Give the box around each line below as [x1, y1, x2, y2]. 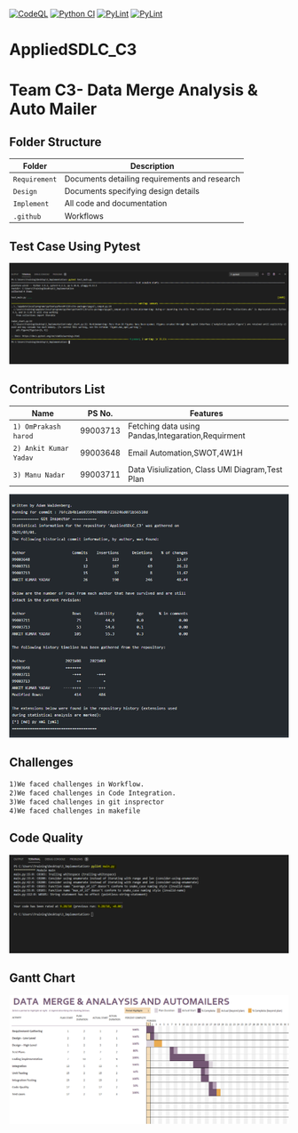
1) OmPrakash [12, 422, 61, 431]
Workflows [64, 210, 104, 221]
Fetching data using [128, 421, 200, 431]
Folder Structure [9, 134, 102, 149]
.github [12, 212, 42, 221]
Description [129, 160, 175, 171]
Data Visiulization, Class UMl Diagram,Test [128, 464, 283, 475]
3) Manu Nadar [12, 470, 66, 479]
